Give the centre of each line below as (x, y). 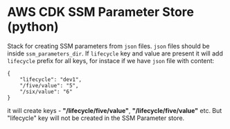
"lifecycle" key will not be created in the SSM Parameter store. (96, 118)
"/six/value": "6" (46, 92)
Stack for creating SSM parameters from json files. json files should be (108, 46)
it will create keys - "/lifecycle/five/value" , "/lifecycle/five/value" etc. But (115, 110)
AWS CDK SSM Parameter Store (100, 12)
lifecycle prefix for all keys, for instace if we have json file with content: (111, 60)
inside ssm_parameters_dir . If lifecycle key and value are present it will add (115, 53)
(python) (33, 27)
